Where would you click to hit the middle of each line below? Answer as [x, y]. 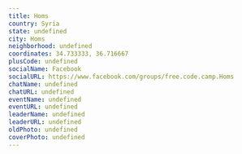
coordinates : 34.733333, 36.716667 [69, 54]
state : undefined [38, 31]
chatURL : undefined [41, 92]
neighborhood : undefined [50, 46]
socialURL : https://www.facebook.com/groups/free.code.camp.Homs [121, 77]
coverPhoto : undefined [47, 137]
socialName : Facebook [45, 69]
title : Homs [28, 16]
